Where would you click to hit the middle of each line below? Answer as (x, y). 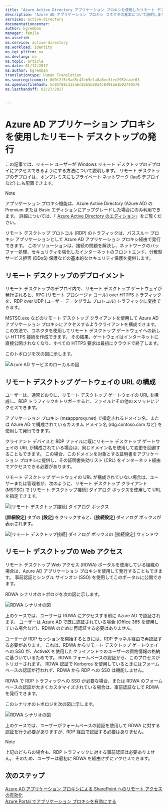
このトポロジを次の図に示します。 (40, 354)
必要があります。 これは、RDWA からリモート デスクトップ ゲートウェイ (84, 645)
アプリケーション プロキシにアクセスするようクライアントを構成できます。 (82, 324)
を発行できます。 (22, 693)
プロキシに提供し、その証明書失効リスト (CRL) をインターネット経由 (90, 460)
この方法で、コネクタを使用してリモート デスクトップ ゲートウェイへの (78, 331)
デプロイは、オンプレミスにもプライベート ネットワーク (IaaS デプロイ (86, 177)
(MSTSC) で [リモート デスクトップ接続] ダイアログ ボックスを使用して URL (83, 490)
